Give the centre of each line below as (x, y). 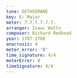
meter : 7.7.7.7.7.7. (31, 22)
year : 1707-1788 (26, 39)
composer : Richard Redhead (39, 33)
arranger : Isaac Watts (34, 28)
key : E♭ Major (23, 17)
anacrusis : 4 (22, 45)
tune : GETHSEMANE (27, 11)
